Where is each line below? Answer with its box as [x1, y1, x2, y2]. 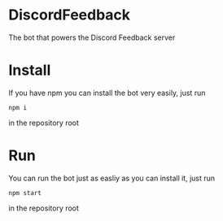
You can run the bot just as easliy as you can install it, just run [8, 173, 216, 183]
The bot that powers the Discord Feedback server [8, 32, 176, 42]
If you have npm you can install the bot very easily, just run [8, 88, 206, 97]
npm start [8, 188, 42, 197]
